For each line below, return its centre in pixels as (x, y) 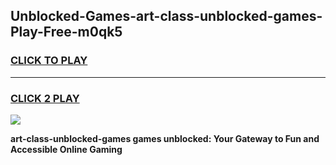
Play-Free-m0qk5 (66, 32)
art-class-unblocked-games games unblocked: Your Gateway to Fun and (165, 138)
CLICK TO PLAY (49, 61)
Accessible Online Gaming (66, 149)
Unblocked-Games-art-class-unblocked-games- (166, 16)
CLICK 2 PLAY (45, 98)
